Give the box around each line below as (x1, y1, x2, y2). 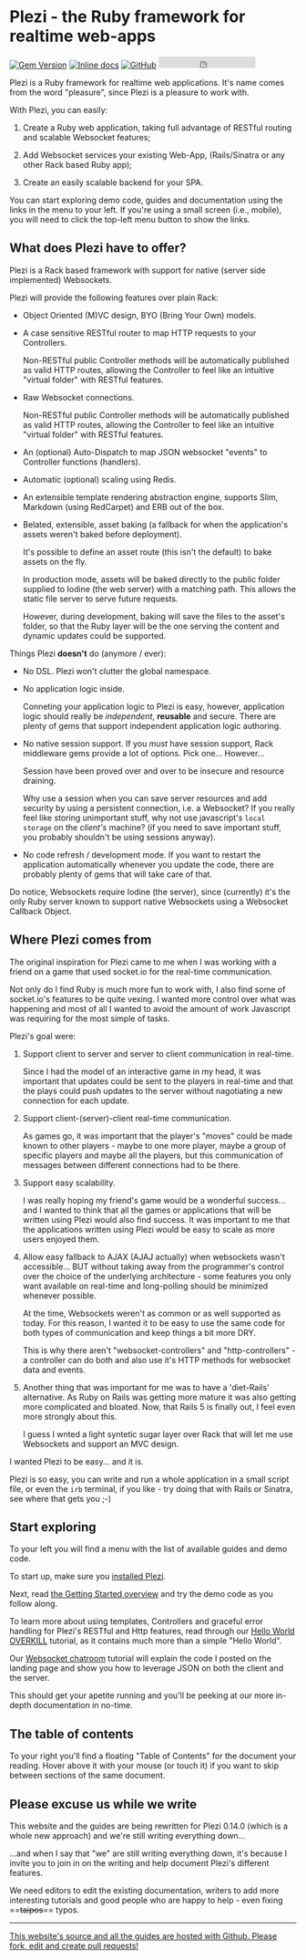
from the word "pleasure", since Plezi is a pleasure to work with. (9, 87, 250, 98)
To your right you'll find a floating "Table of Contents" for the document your (9, 1750, 297, 1762)
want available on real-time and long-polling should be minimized (22, 1280, 269, 1291)
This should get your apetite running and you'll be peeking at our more (9, 1690, 274, 1701)
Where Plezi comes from (9, 933, 152, 948)
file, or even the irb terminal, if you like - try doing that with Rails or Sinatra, (9, 1483, 293, 1494)
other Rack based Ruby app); (22, 159, 133, 170)
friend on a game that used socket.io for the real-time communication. (9, 965, 273, 977)
